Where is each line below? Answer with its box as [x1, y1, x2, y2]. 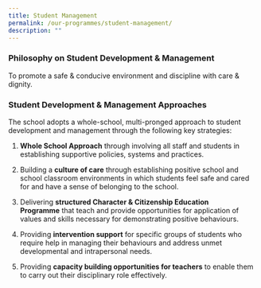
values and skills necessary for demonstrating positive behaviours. [19, 214, 239, 224]
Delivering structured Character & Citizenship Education [19, 197, 209, 207]
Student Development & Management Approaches [8, 99, 207, 110]
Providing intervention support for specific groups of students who [19, 229, 243, 239]
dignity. [8, 79, 33, 88]
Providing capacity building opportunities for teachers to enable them [19, 262, 254, 271]
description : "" [8, 26, 62, 34]
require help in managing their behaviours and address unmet [19, 238, 223, 247]
